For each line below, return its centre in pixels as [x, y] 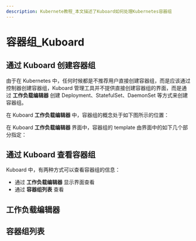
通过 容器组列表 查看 [39, 190]
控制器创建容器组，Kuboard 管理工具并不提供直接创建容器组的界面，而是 [94, 88]
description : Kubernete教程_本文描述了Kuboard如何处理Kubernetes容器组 [89, 11]
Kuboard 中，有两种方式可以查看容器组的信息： [63, 170]
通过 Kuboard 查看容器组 [51, 155]
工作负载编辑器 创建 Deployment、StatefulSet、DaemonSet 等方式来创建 [100, 95]
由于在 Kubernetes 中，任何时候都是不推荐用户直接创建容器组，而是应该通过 [98, 81]
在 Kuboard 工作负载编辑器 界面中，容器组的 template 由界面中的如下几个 [94, 127]
